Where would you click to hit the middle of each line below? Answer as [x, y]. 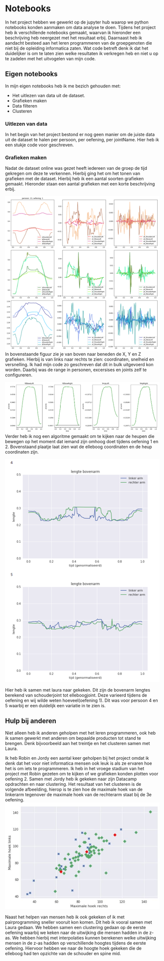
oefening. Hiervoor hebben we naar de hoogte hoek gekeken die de [73, 948]
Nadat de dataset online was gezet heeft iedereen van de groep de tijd [76, 168]
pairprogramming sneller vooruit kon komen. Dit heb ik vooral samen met [79, 922]
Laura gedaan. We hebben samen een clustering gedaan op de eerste [75, 928]
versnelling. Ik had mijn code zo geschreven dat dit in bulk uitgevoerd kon [79, 365]
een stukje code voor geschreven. [40, 145]
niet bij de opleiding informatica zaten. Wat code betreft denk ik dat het [77, 48]
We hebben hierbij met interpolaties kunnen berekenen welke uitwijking [84, 938]
